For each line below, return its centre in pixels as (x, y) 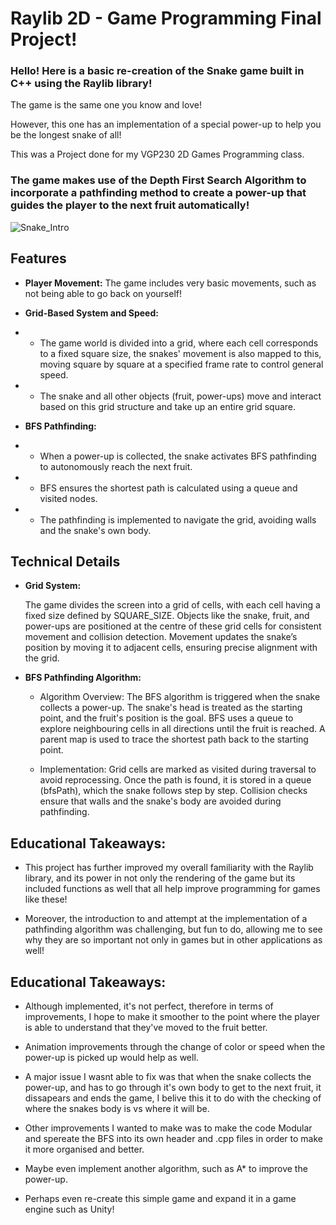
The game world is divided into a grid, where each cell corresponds (179, 343)
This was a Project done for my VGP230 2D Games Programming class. (157, 154)
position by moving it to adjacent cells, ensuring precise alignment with (171, 648)
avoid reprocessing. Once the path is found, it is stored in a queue (175, 780)
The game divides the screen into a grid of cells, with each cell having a (172, 605)
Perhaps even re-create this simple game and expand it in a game (160, 1199)
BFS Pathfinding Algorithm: (83, 678)
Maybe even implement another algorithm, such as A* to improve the (166, 1169)
